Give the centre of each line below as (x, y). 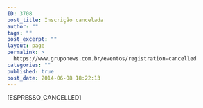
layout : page (26, 46)
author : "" (23, 26)
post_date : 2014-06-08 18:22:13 (54, 78)
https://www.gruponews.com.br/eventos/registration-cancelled (105, 59)
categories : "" (29, 65)
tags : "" (20, 33)
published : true (30, 71)
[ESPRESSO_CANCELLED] (44, 98)
